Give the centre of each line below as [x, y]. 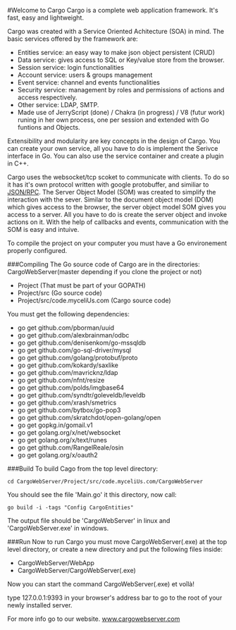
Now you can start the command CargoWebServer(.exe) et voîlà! [101, 584]
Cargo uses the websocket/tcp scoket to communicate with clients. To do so [118, 177]
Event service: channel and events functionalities [89, 82]
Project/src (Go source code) [60, 293]
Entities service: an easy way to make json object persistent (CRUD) [116, 52]
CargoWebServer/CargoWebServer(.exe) [76, 570]
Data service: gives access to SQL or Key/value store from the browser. [121, 60]
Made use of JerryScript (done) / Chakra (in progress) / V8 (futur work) [121, 112]
